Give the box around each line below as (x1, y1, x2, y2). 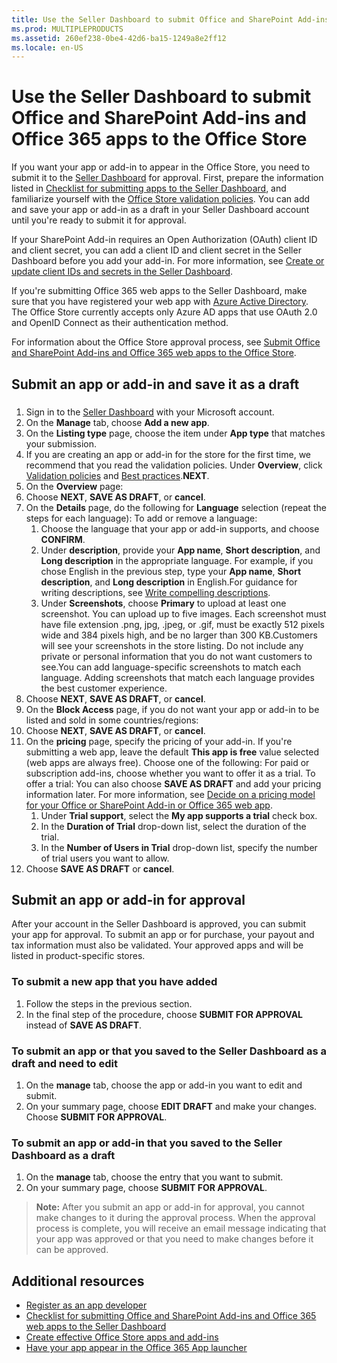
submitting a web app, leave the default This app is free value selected (25, 746, 319, 758)
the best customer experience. (40, 682, 168, 694)
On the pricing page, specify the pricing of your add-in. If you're (25, 735, 293, 747)
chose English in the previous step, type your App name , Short (40, 565, 302, 577)
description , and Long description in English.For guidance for (40, 576, 298, 588)
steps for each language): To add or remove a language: (25, 512, 258, 524)
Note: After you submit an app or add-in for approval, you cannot (35, 1201, 305, 1213)
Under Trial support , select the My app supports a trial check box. (40, 809, 318, 821)
